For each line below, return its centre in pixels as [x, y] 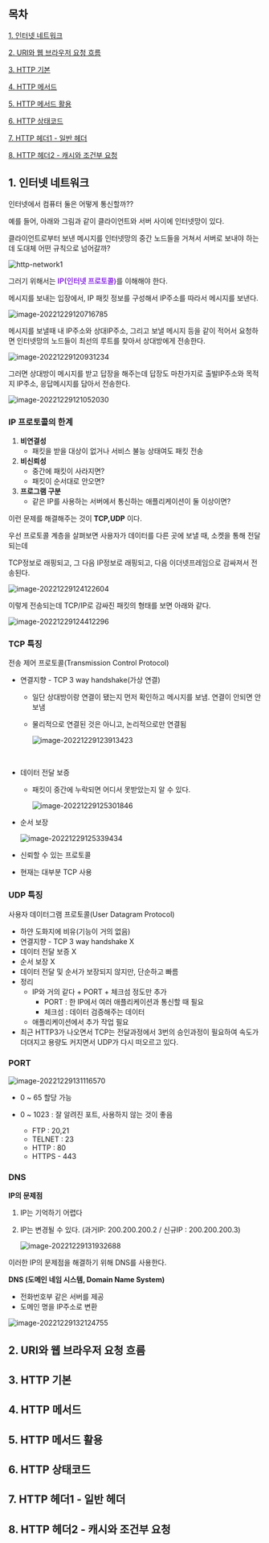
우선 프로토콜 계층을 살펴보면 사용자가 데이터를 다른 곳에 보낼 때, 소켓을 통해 [127, 535]
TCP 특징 [25, 644]
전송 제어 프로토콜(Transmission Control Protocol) [89, 663]
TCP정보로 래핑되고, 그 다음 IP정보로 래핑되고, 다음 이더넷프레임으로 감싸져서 [129, 563]
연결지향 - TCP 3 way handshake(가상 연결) [90, 680]
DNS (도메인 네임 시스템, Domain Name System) [87, 1280]
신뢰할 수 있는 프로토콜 [55, 855]
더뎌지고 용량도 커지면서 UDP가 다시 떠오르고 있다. [99, 1042]
